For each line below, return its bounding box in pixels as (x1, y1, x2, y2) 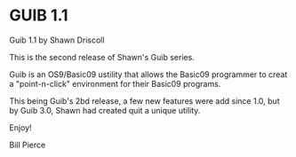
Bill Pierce (9, 139, 46, 150)
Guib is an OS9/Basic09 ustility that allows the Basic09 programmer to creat (9, 68, 288, 80)
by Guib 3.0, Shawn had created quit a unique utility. (9, 105, 201, 115)
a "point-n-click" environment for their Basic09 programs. (9, 78, 221, 89)
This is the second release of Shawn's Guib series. (9, 51, 196, 62)
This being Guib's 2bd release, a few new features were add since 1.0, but (9, 95, 280, 106)
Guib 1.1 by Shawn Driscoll (9, 35, 105, 45)
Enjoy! (9, 122, 33, 133)
